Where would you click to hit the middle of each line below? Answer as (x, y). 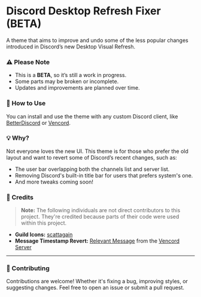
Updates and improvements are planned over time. (77, 88)
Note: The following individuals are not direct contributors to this (100, 210)
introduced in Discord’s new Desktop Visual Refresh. (71, 47)
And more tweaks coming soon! (54, 182)
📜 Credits (20, 197)
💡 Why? (18, 138)
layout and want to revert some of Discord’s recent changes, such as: (92, 157)
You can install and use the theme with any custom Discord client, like (92, 116)
